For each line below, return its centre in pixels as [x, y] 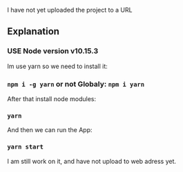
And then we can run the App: [50, 130]
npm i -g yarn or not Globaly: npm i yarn [76, 84]
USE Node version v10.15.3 [53, 51]
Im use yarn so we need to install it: [58, 66]
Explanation [33, 31]
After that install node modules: [52, 98]
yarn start [25, 147]
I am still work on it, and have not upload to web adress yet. [92, 161]
